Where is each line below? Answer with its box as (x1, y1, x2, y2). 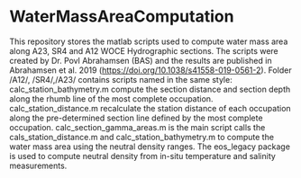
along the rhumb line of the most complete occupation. (9, 93, 214, 104)
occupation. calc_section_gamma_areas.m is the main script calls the (9, 121, 266, 132)
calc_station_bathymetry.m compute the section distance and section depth (9, 84, 291, 94)
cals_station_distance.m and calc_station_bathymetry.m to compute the (9, 131, 275, 142)
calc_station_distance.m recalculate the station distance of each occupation (9, 102, 291, 113)
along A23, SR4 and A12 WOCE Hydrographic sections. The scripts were (9, 45, 279, 56)
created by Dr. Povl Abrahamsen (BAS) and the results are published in (9, 55, 272, 66)
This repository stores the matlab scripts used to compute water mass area (9, 36, 288, 47)
